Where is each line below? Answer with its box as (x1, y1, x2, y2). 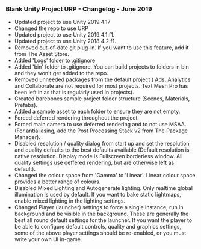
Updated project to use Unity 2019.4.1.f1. (14, 31, 115, 38)
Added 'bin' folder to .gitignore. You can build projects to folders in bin (14, 63, 189, 70)
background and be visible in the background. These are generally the (14, 210, 189, 218)
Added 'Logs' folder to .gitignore (14, 57, 96, 64)
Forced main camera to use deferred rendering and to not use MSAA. (14, 121, 187, 128)
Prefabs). (14, 102, 37, 109)
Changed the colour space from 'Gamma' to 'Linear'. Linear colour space (14, 172, 196, 179)
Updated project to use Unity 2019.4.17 (14, 19, 111, 26)
